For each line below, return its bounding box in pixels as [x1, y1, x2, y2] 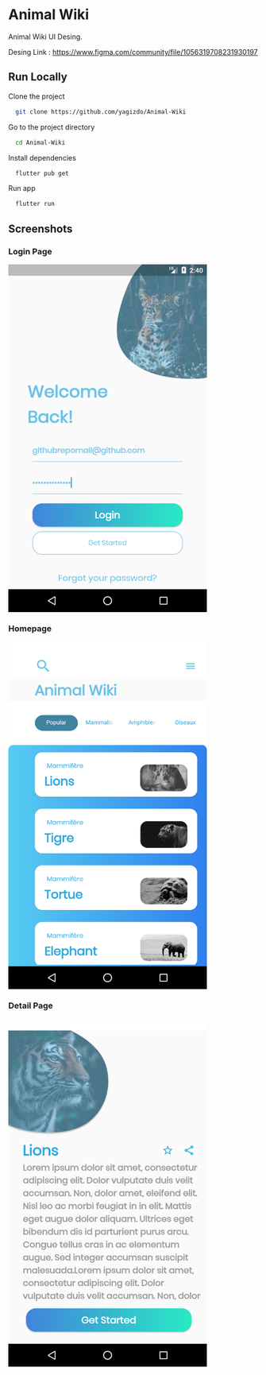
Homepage [8, 622, 52, 633]
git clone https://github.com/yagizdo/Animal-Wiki [15, 107, 187, 116]
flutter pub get [15, 169, 69, 177]
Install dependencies [8, 153, 77, 162]
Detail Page [8, 1000, 53, 1011]
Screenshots [8, 222, 73, 235]
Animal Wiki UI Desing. [8, 32, 83, 41]
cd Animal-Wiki [15, 138, 66, 146]
